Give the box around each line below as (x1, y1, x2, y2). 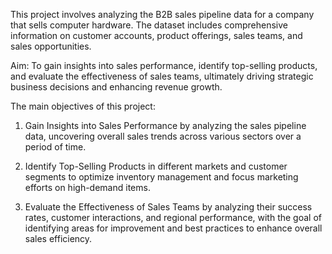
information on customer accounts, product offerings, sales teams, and (10, 30, 303, 41)
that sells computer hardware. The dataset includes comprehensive (10, 19, 288, 31)
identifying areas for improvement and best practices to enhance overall (24, 222, 323, 234)
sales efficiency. (24, 233, 93, 244)
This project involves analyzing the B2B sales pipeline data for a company (10, 9, 315, 20)
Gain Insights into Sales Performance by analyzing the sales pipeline (24, 120, 307, 131)
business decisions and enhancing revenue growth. (10, 81, 223, 93)
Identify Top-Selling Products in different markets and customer (24, 160, 288, 172)
